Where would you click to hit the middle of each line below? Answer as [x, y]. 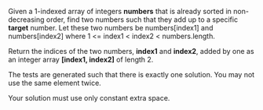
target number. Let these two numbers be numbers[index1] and [111, 28]
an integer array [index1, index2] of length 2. [81, 59]
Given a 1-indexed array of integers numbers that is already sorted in [120, 11]
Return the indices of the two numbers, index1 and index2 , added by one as [131, 51]
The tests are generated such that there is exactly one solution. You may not [131, 75]
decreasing [26, 20]
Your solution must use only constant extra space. [89, 98]
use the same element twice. [55, 83]
